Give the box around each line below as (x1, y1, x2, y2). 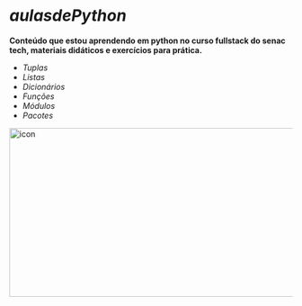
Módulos (22, 100, 56, 111)
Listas (22, 71, 45, 82)
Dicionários (22, 81, 66, 92)
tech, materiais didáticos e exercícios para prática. (9, 44, 202, 55)
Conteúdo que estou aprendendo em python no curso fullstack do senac (9, 35, 286, 46)
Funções (22, 91, 56, 102)
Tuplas (22, 62, 49, 73)
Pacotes (22, 110, 54, 121)
